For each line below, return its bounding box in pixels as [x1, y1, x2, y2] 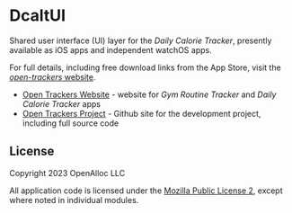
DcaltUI [9, 5, 66, 26]
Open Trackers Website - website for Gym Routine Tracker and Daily [22, 89, 277, 100]
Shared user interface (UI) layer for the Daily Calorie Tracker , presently [9, 35, 272, 46]
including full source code [22, 118, 119, 129]
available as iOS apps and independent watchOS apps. [9, 44, 213, 55]
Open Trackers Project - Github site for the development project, [22, 108, 261, 119]
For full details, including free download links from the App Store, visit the [9, 62, 281, 73]
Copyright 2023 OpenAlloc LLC [9, 167, 126, 178]
